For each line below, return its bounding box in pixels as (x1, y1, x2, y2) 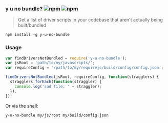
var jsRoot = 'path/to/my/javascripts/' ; (5, 60, 95, 66)
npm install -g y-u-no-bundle (5, 32, 70, 37)
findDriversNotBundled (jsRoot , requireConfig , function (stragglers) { (5, 74, 159, 79)
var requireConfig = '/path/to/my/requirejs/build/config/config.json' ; (5, 65, 164, 70)
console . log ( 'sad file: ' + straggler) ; (14, 84, 102, 89)
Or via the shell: (5, 102, 38, 109)
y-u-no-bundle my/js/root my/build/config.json (5, 113, 109, 118)
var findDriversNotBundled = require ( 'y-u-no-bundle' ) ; (5, 55, 127, 61)
